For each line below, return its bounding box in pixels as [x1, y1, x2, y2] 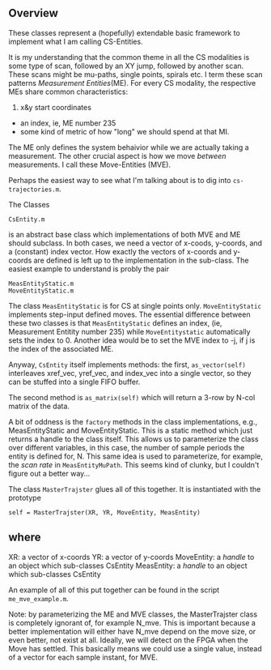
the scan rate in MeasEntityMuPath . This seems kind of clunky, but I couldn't [8, 459, 260, 469]
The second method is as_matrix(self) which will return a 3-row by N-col [8, 392, 256, 402]
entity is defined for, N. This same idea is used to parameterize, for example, [8, 451, 263, 461]
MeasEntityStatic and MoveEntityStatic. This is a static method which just [8, 425, 253, 435]
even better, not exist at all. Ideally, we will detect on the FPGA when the [8, 635, 249, 645]
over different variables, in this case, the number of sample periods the [8, 442, 245, 452]
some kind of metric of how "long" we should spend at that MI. [19, 126, 230, 136]
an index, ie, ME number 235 [19, 117, 116, 128]
